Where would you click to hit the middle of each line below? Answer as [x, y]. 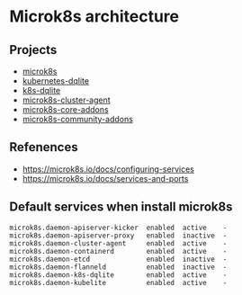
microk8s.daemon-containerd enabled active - [118, 251]
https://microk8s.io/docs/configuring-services [108, 169]
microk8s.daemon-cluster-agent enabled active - [118, 243]
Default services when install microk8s [121, 207]
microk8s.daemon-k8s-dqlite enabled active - [118, 275]
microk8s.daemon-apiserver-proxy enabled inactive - [118, 236]
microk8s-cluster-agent [66, 100]
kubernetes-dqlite [56, 81]
